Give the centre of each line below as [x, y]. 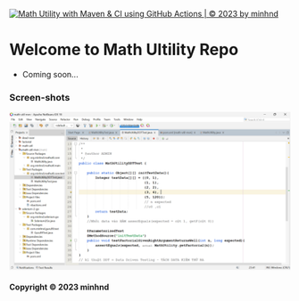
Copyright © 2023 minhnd [59, 287]
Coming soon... [50, 74]
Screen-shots [40, 97]
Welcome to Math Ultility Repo [124, 50]
